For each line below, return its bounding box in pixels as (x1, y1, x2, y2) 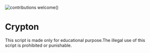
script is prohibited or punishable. (5, 42, 72, 48)
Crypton (5, 22, 39, 32)
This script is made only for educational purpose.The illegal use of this (5, 37, 145, 43)
